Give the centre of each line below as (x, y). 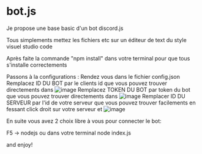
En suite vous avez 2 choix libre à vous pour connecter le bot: (84, 121)
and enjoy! (20, 144)
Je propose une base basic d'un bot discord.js (65, 28)
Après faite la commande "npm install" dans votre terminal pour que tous (98, 58)
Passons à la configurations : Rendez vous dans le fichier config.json (93, 76)
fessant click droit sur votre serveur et (54, 109)
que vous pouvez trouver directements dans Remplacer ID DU (96, 96)
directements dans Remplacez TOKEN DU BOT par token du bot (99, 89)
